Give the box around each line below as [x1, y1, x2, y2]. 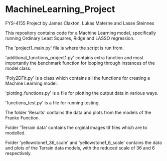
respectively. [5, 150, 32, 156]
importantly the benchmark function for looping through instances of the [5, 60, 155, 66]
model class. [5, 65, 32, 71]
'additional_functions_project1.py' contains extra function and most [5, 54, 144, 61]
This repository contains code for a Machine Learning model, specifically [5, 30, 156, 36]
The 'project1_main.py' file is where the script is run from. [5, 45, 124, 51]
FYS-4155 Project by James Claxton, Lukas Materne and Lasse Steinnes [5, 20, 154, 26]
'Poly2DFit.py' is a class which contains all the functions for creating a [5, 75, 150, 81]
